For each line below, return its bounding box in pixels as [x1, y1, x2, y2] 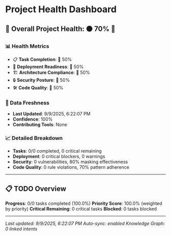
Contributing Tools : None [12, 122, 67, 128]
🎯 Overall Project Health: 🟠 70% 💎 [5, 24, 116, 33]
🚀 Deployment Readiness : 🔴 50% [12, 64, 84, 70]
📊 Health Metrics [5, 42, 49, 49]
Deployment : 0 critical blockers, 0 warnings [12, 154, 105, 160]
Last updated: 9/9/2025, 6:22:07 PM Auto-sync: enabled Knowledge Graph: [5, 220, 165, 227]
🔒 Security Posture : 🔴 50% [12, 77, 70, 83]
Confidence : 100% [12, 116, 53, 123]
